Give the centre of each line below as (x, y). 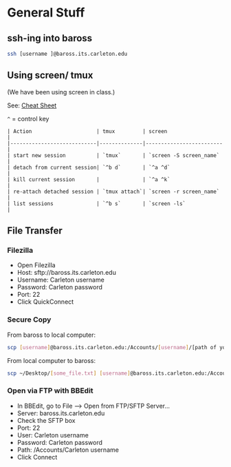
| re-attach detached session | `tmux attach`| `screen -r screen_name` (113, 191)
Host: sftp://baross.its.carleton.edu (67, 273)
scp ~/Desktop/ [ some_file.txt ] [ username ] (69, 373)
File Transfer (35, 231)
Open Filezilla (36, 265)
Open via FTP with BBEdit (51, 391)
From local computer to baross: (52, 360)
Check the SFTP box (46, 420)
